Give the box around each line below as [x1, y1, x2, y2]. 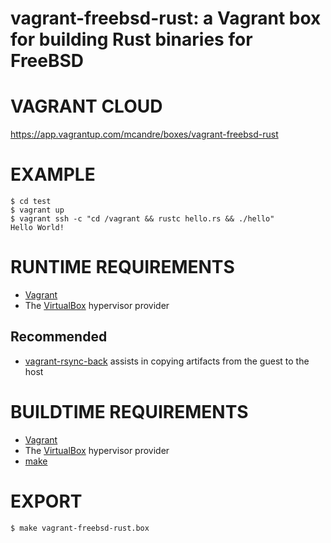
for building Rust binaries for [10, 28, 253, 51]
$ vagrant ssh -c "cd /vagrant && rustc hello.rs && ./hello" [10, 214, 275, 224]
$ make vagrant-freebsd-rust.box [10, 523, 150, 533]
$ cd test [10, 197, 52, 207]
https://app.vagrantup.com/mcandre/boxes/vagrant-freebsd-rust [10, 128, 279, 141]
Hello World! [10, 223, 65, 233]
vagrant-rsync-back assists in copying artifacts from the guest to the [24, 355, 310, 367]
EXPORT [10, 490, 83, 512]
